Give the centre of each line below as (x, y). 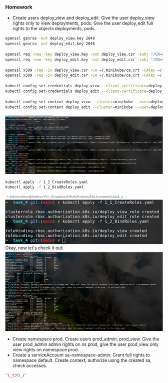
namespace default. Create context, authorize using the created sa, (82, 360)
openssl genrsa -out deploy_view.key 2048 (50, 39)
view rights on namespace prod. (45, 350)
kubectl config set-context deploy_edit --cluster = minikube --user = (78, 107)
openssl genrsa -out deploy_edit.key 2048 (50, 44)
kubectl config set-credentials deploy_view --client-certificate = (77, 86)
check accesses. (30, 366)
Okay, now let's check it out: (34, 248)
